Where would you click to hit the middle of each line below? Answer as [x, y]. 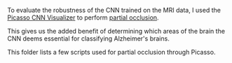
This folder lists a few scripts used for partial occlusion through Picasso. [111, 52]
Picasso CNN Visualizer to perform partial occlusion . [83, 17]
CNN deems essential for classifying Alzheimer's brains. [88, 38]
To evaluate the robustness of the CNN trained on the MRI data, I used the [114, 10]
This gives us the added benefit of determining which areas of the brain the [116, 31]
